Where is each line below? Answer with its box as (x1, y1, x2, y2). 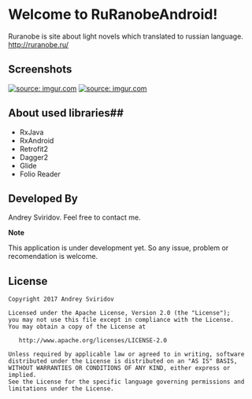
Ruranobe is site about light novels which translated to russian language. (8, 31, 244, 41)
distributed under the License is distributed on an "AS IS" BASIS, (8, 357, 238, 365)
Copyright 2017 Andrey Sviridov (8, 295, 114, 304)
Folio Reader (19, 169, 61, 179)
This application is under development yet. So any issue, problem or (8, 243, 229, 253)
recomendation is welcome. (8, 252, 98, 261)
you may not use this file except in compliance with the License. (8, 316, 235, 324)
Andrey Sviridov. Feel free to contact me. (8, 212, 141, 222)
